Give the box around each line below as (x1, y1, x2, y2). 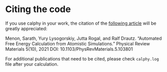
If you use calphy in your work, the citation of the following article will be (5, 20, 157, 26)
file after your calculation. (5, 61, 59, 67)
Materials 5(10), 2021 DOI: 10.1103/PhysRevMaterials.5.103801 (5, 46, 133, 52)
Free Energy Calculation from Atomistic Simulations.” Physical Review (5, 40, 150, 46)
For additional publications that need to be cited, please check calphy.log (5, 55, 159, 61)
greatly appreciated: (5, 25, 48, 31)
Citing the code (5, 4, 71, 15)
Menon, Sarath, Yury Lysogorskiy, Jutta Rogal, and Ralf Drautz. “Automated (5, 35, 162, 41)
